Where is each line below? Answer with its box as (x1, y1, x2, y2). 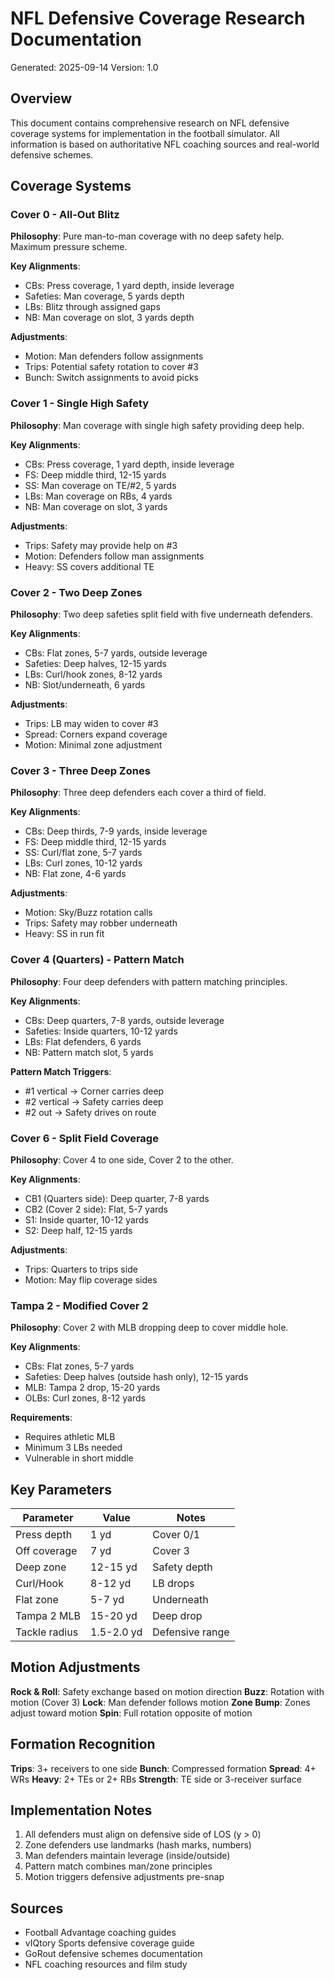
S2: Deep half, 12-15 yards (24, 1224, 133, 1236)
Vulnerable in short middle (24, 1452, 134, 1464)
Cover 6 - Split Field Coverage (10, 1131, 159, 1145)
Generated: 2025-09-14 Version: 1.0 (10, 61, 159, 73)
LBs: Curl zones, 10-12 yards (24, 857, 143, 869)
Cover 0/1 (152, 1528, 201, 1542)
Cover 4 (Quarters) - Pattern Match (10, 953, 185, 967)
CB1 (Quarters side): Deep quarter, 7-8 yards (24, 1192, 210, 1204)
